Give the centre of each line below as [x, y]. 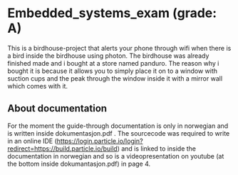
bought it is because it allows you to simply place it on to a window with [113, 71]
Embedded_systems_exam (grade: [112, 13]
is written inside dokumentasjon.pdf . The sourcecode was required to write [119, 133]
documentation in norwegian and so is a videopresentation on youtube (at [116, 156]
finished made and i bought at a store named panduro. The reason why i [113, 63]
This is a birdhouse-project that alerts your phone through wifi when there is [119, 48]
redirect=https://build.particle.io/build [62, 149]
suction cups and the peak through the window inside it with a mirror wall [115, 78]
